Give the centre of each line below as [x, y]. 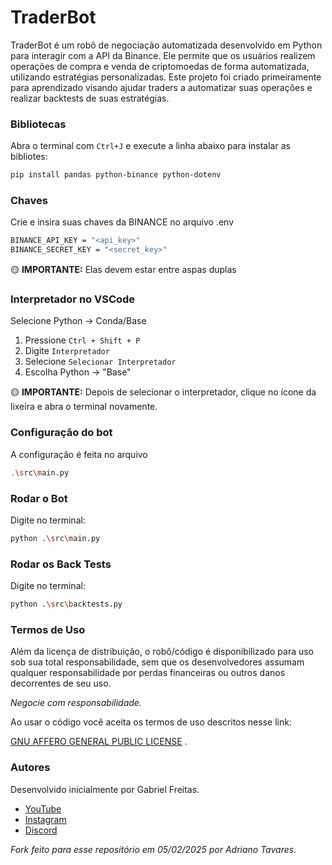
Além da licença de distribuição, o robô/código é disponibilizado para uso [162, 652]
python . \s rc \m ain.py [55, 538]
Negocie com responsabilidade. [76, 703]
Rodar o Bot [39, 498]
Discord [41, 830]
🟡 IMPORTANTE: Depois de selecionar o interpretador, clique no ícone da [163, 392]
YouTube [43, 808]
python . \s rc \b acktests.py [66, 604]
